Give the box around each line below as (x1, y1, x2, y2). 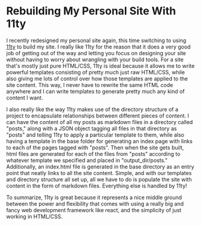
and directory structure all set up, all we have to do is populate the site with (6, 176, 192, 183)
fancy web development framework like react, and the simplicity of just (6, 206, 182, 213)
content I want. (6, 94, 43, 101)
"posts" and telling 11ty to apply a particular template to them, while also (6, 131, 185, 138)
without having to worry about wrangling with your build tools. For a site (6, 56, 184, 63)
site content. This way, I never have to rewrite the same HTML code (6, 81, 173, 88)
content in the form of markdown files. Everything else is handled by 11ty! (6, 182, 187, 189)
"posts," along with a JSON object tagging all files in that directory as (6, 125, 177, 132)
